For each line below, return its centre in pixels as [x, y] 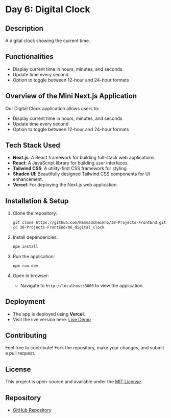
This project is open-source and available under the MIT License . [74, 382]
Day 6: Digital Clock [48, 9]
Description [24, 28]
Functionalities [29, 57]
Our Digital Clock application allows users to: [52, 108]
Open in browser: [31, 276]
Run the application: [34, 256]
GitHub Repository [32, 410]
